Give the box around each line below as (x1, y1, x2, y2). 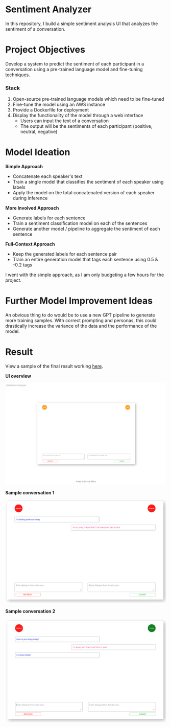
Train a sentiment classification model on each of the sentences (12, 220, 148, 226)
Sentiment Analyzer (5, 4, 92, 15)
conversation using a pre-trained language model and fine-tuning (5, 66, 143, 72)
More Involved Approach (5, 205, 59, 211)
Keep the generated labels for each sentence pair (12, 251, 117, 257)
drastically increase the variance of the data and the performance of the (5, 323, 157, 329)
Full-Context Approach (5, 241, 55, 247)
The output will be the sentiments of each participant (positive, (20, 123, 153, 129)
